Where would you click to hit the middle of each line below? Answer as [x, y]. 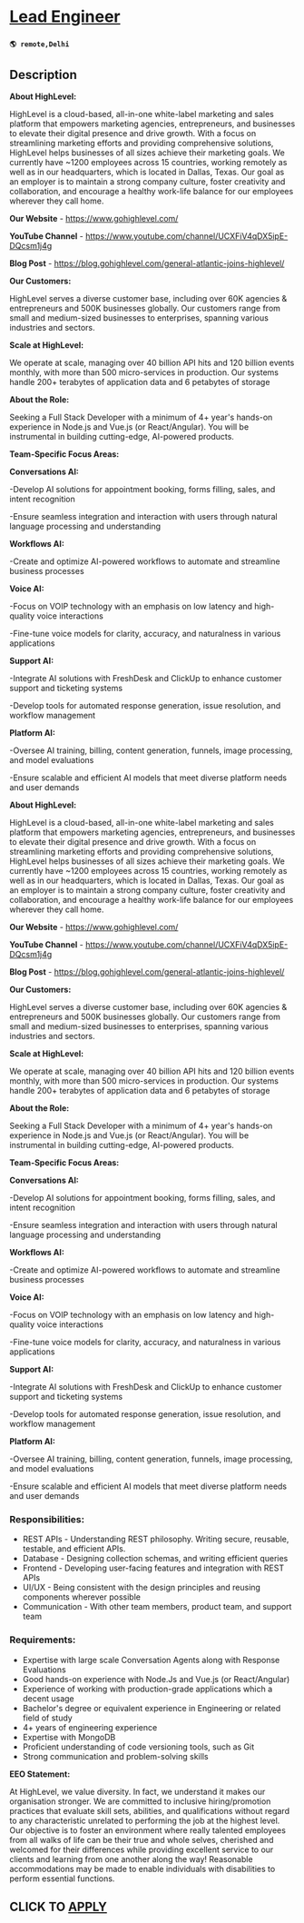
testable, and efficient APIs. [74, 1549]
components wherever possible [81, 1597]
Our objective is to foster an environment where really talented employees [147, 1830]
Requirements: [43, 1640]
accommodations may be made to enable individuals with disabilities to [142, 1868]
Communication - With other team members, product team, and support [157, 1607]
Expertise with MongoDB [69, 1737]
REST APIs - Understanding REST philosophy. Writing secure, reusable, [156, 1539]
